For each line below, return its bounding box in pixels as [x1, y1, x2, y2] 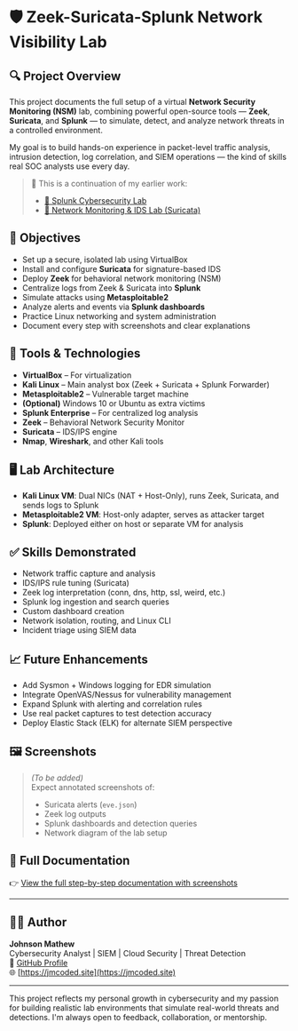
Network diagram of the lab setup [43, 827, 168, 838]
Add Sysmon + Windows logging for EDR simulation [21, 680, 211, 691]
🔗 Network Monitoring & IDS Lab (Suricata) [43, 205, 201, 215]
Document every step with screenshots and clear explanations [21, 320, 251, 331]
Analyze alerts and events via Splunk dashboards [21, 301, 206, 312]
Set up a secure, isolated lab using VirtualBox [21, 254, 188, 265]
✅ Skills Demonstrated [9, 544, 137, 560]
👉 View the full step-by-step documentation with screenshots [9, 877, 238, 888]
